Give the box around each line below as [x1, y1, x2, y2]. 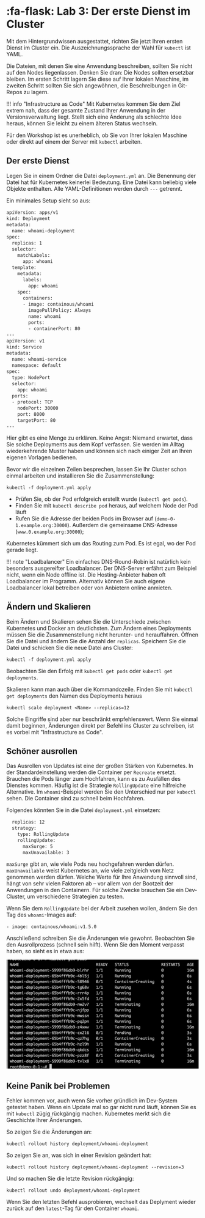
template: [12, 264, 37, 270]
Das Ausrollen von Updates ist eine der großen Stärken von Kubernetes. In [6, 762, 193, 770]
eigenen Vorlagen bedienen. [6, 454, 77, 461]
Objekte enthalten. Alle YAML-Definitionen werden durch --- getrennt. [6, 185, 183, 192]
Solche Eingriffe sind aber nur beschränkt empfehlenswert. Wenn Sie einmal [6, 715, 198, 723]
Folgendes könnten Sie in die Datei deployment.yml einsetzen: [6, 806, 160, 814]
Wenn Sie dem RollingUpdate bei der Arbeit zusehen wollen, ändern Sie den [6, 905, 198, 912]
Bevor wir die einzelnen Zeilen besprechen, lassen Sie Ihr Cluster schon [6, 465, 187, 473]
